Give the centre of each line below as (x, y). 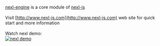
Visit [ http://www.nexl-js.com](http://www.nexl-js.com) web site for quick (80, 18)
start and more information (32, 23)
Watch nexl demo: (24, 33)
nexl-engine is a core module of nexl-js (45, 7)
